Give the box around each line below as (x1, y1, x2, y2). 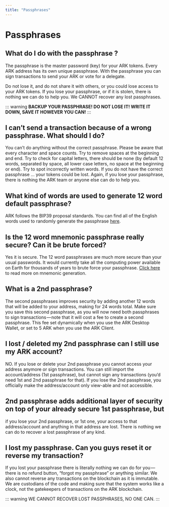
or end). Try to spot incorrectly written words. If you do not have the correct (5, 166, 163, 172)
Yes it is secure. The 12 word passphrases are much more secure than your (5, 254, 162, 260)
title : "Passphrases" (5, 7, 51, 13)
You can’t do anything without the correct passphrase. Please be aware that (5, 145, 163, 151)
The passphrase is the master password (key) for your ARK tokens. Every (5, 63, 158, 69)
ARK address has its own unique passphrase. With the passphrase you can (5, 68, 161, 74)
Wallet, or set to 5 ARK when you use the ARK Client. (5, 325, 115, 331)
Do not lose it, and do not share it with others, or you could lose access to (5, 83, 159, 89)
